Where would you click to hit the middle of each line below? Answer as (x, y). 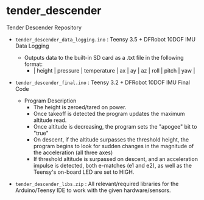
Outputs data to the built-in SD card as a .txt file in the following (104, 57)
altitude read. (50, 120)
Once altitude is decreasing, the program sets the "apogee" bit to (115, 126)
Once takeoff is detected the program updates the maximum (109, 113)
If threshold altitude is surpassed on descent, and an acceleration (115, 159)
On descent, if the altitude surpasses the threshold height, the (111, 139)
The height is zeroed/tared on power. (80, 107)
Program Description (50, 101)
